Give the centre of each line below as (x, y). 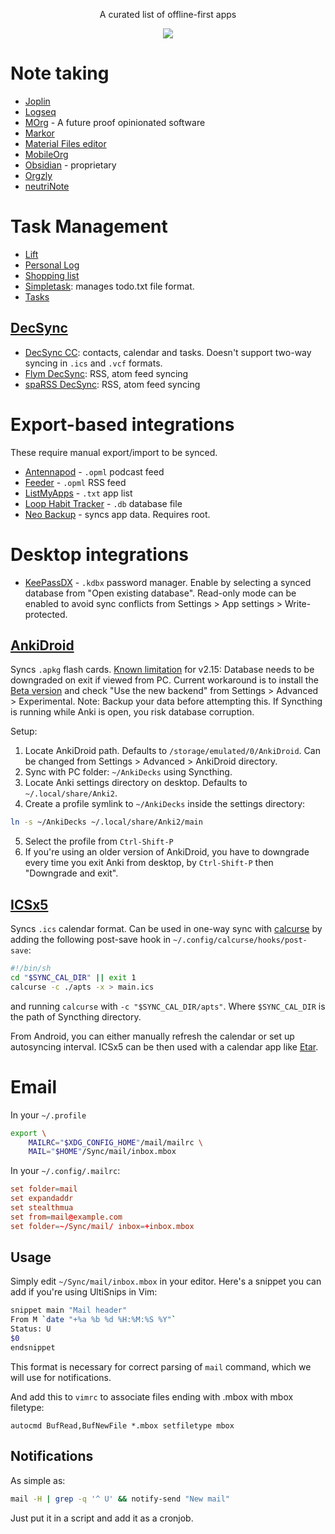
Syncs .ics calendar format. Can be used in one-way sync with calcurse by (166, 929)
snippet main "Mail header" (69, 1310)
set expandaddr (42, 1199)
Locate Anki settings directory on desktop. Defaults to (136, 783)
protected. (46, 614)
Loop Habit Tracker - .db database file (103, 503)
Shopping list (52, 275)
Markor (39, 133)
